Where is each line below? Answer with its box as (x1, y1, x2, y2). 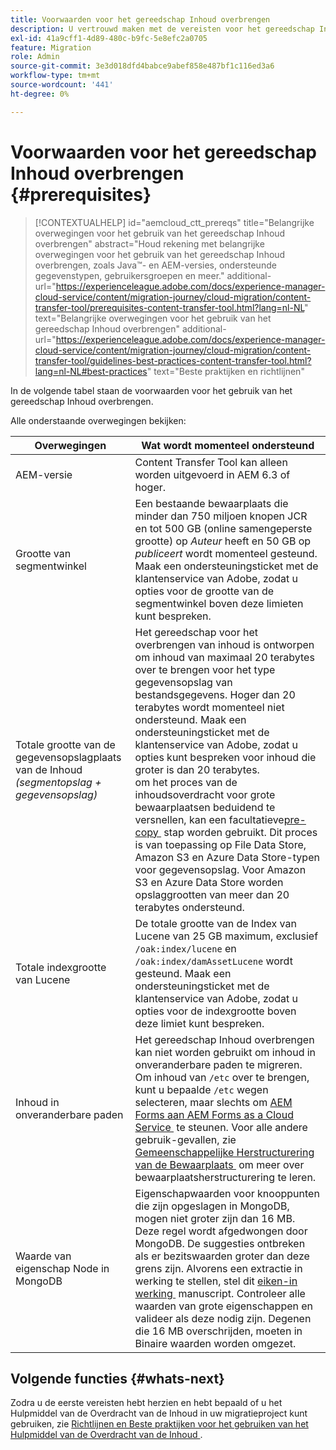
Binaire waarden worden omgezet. (134, 1336, 297, 1350)
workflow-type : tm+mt (10, 71, 101, 81)
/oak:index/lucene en (134, 941, 237, 955)
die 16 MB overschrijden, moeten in (134, 1324, 303, 1338)
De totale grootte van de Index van (134, 916, 297, 930)
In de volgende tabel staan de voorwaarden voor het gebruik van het (10, 384, 293, 396)
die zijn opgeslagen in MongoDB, (134, 1199, 290, 1213)
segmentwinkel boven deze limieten (134, 596, 304, 610)
